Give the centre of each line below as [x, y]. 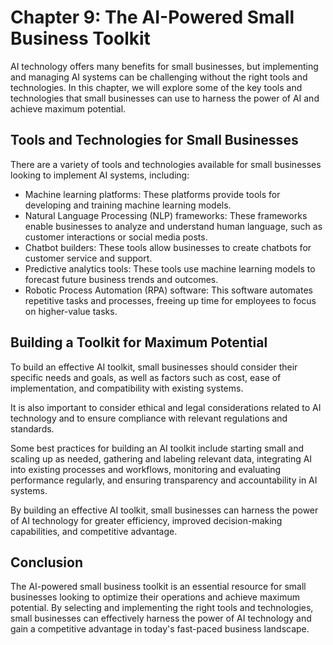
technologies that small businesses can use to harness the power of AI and [165, 98]
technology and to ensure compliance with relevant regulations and [149, 418]
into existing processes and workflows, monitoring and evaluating [146, 469]
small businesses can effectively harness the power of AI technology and [161, 618]
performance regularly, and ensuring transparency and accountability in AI [164, 480]
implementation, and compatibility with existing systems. [127, 388]
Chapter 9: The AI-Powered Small [152, 17]
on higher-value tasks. [71, 311]
